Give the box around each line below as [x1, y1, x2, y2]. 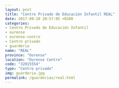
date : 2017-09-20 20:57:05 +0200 [5, 16, 73, 21]
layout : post [5, 7, 32, 12]
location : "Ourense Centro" [5, 57, 63, 62]
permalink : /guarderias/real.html [5, 75, 76, 80]
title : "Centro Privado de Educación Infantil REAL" [5, 12, 115, 17]
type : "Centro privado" [5, 66, 54, 71]
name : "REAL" [5, 48, 32, 53]
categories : [5, 21, 29, 26]
